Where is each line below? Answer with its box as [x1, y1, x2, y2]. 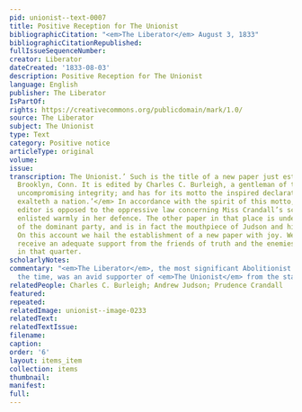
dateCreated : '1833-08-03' [9, 64, 111, 73]
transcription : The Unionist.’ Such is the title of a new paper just [9, 172, 280, 181]
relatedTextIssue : [9, 323, 78, 332]
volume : [9, 155, 39, 165]
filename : [9, 331, 47, 340]
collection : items [9, 364, 78, 373]
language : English [9, 80, 78, 89]
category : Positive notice [9, 139, 111, 148]
